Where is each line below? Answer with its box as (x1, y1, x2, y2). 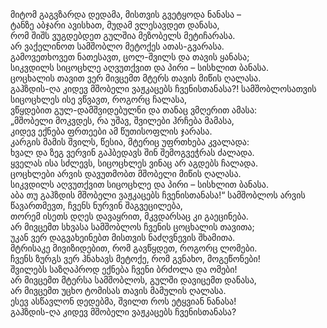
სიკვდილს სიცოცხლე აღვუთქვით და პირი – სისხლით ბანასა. (10, 62, 269, 73)
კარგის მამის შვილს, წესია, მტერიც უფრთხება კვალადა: (10, 136, 250, 148)
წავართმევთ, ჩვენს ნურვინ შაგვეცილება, (10, 200, 183, 211)
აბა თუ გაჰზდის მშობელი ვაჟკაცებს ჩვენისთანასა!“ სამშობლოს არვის (10, 189, 306, 201)
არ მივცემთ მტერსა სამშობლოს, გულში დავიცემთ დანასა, (10, 274, 257, 286)
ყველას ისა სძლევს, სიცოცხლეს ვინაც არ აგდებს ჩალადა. (10, 157, 258, 169)
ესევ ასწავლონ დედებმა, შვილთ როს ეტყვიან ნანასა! (10, 295, 237, 307)
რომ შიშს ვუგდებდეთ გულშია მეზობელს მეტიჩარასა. (10, 30, 236, 41)
